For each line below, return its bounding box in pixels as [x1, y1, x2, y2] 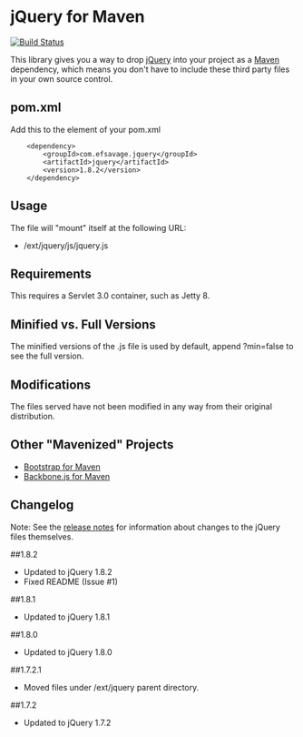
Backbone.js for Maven [23, 470, 111, 481]
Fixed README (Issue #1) [23, 576, 119, 587]
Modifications [10, 377, 92, 392]
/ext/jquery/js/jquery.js [23, 239, 109, 251]
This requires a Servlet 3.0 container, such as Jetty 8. [10, 290, 210, 301]
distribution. [10, 411, 55, 421]
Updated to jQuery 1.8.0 [23, 646, 112, 657]
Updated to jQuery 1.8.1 [23, 611, 111, 622]
